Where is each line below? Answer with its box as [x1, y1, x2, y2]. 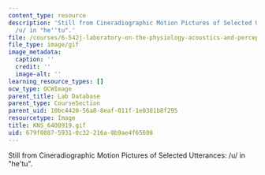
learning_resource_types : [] [8, 77, 104, 85]
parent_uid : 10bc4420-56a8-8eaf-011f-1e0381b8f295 [8, 107, 178, 115]
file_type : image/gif [8, 41, 80, 49]
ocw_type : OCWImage [8, 84, 73, 93]
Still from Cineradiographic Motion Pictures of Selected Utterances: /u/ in [8, 151, 246, 160]
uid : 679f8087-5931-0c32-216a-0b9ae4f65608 [8, 128, 154, 136]
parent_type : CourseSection [8, 99, 101, 107]
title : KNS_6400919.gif [8, 121, 87, 129]
